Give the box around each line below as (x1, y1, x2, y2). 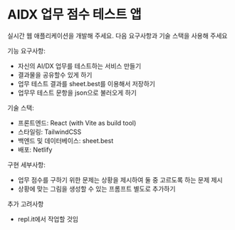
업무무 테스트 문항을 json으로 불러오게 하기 (17, 88, 137, 97)
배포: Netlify (17, 145, 53, 154)
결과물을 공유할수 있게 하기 (17, 70, 93, 79)
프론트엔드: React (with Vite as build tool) (17, 118, 137, 127)
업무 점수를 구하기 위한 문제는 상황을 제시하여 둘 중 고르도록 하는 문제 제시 (17, 175, 223, 184)
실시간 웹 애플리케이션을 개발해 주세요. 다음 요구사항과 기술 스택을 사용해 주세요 (7, 31, 228, 40)
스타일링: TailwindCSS (17, 127, 82, 136)
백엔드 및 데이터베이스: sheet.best (17, 136, 114, 145)
